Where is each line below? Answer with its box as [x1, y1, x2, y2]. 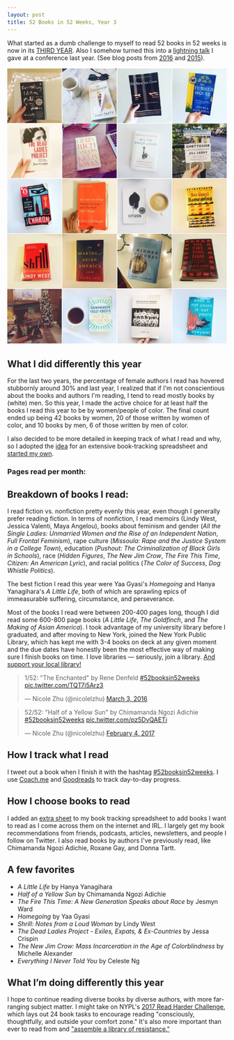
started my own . [7, 450, 54, 458]
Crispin [17, 934, 38, 942]
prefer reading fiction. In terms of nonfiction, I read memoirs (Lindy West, [7, 514, 217, 523]
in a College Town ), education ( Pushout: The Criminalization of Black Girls [7, 544, 221, 553]
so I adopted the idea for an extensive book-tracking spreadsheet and [7, 442, 208, 450]
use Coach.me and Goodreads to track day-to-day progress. [7, 775, 181, 783]
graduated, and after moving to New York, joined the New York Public [7, 630, 207, 639]
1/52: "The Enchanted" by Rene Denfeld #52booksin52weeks [24, 674, 201, 682]
